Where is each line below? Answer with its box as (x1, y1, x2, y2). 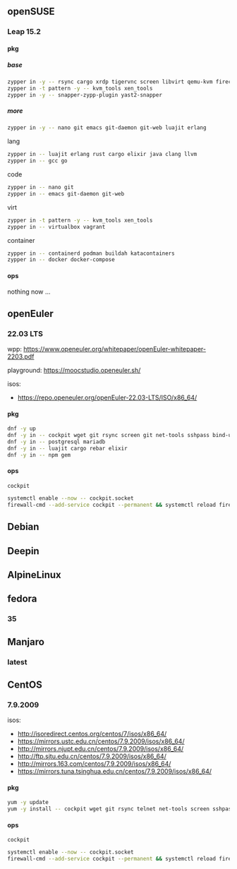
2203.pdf (7, 352, 35, 361)
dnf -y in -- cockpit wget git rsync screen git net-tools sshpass (7, 432, 210, 439)
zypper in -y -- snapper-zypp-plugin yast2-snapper (7, 91, 162, 98)
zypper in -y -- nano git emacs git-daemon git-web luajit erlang (7, 124, 207, 131)
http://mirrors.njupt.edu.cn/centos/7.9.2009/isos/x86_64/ (17, 745, 184, 753)
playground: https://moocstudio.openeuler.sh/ (7, 366, 141, 375)
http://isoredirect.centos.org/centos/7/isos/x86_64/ (17, 730, 167, 738)
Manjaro (7, 635, 44, 648)
